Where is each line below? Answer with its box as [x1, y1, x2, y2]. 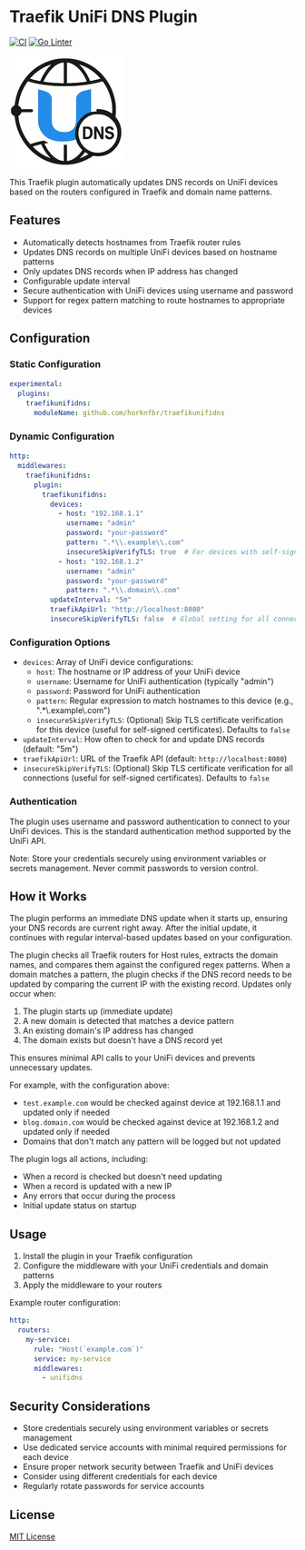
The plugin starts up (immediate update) [22, 1006, 173, 1017]
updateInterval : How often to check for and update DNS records [22, 734, 265, 745]
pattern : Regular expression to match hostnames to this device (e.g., [35, 695, 294, 706]
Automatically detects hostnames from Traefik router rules [22, 236, 241, 247]
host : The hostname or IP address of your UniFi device [35, 666, 241, 678]
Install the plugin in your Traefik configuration [22, 1251, 193, 1262]
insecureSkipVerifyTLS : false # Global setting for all [49, 615, 271, 624]
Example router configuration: [9, 1297, 121, 1308]
